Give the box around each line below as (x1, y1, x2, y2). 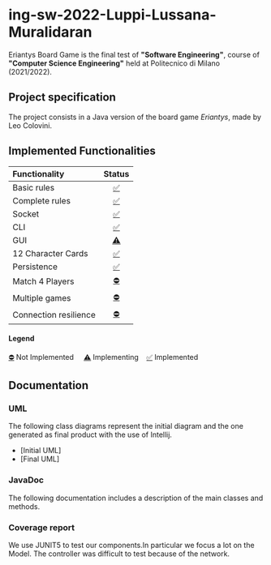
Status (103, 168, 130, 179)
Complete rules (12, 195, 71, 206)
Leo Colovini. (8, 120, 53, 131)
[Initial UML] (19, 446, 62, 456)
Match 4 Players (12, 276, 75, 287)
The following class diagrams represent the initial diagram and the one (8, 422, 243, 431)
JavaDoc (8, 474, 45, 486)
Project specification (8, 91, 116, 105)
